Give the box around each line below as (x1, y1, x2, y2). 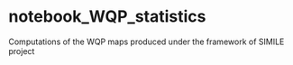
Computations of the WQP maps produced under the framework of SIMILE (8, 36, 285, 47)
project (8, 45, 35, 56)
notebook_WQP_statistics (8, 6, 206, 27)
